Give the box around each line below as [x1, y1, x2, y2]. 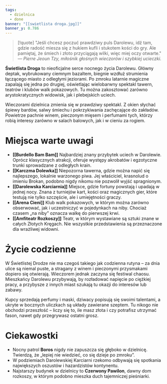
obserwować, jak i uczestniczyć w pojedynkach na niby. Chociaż [12, 205, 147, 211]
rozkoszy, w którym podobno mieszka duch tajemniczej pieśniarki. [12, 373, 150, 379]
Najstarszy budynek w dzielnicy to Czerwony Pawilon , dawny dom [12, 367, 151, 373]
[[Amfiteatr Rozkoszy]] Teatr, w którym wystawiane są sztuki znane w [12, 216, 159, 222]
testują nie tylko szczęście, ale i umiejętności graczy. [12, 194, 122, 200]
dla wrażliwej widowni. [12, 226, 60, 232]
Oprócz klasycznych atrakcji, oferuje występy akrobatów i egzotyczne [12, 157, 157, 163]
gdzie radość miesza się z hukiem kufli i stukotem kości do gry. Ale [17, 45, 156, 51]
